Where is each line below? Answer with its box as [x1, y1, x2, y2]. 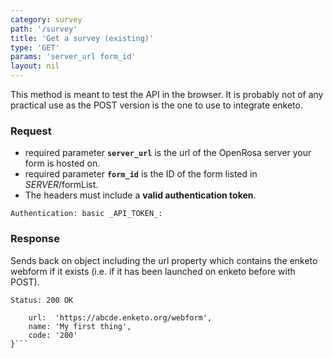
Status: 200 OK [10, 295, 74, 305]
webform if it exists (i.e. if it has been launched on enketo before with [10, 265, 296, 277]
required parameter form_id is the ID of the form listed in [24, 168, 258, 180]
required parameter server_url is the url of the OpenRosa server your [24, 147, 312, 159]
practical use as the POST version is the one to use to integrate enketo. [10, 99, 303, 111]
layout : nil [10, 61, 60, 71]
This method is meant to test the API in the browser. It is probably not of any [10, 89, 324, 100]
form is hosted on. [24, 157, 101, 170]
